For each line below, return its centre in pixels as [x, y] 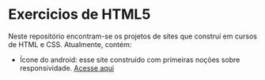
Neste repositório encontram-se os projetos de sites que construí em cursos [132, 36]
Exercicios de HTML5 [79, 15]
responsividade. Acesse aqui [67, 67]
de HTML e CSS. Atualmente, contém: [70, 44]
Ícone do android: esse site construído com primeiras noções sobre [130, 60]
